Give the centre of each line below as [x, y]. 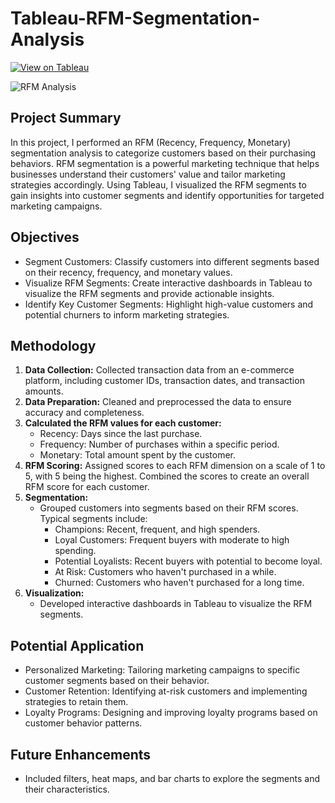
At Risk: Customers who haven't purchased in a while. [165, 572]
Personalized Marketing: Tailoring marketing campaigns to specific [162, 670]
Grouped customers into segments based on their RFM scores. [169, 508]
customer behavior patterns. [83, 723]
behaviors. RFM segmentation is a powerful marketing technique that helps [165, 163]
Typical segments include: [93, 519]
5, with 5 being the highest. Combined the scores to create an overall [167, 476]
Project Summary [66, 118]
